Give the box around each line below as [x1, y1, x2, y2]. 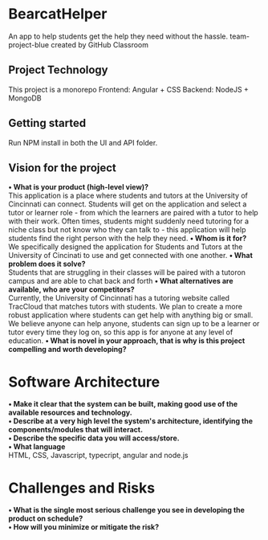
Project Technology [8, 63, 108, 77]
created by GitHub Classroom [51, 39, 149, 49]
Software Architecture [8, 373, 160, 391]
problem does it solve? [8, 259, 86, 269]
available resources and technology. [8, 407, 132, 418]
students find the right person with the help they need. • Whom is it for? [8, 234, 247, 243]
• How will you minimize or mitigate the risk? [8, 522, 160, 532]
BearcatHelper [8, 5, 108, 23]
